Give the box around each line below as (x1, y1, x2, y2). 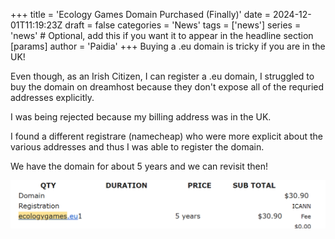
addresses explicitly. (10, 92, 95, 103)
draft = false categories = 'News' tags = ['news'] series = (64, 19, 302, 31)
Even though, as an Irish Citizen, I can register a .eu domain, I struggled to (10, 70, 315, 82)
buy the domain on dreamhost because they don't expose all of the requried (10, 81, 325, 93)
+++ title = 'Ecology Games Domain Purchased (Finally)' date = (10, 9, 271, 20)
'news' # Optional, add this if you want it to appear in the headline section (10, 30, 314, 41)
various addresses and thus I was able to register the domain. (10, 141, 265, 153)
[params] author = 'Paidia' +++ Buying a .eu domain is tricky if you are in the (10, 40, 326, 52)
